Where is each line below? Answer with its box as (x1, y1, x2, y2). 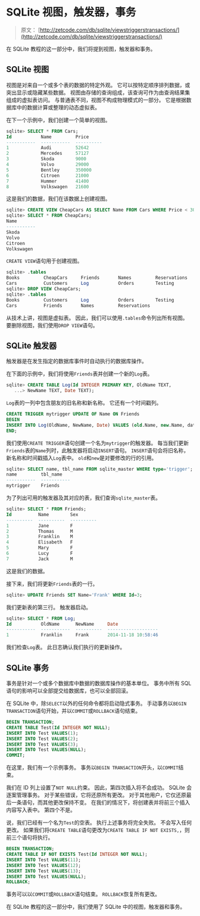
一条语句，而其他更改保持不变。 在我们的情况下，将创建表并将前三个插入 (11, 799, 190, 806)
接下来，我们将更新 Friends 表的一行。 (6, 580, 98, 587)
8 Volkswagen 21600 (6, 184, 89, 190)
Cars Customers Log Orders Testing (6, 281, 174, 287)
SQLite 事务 (6, 663, 49, 673)
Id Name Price (6, 133, 89, 140)
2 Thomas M (6, 528, 73, 534)
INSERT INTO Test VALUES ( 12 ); (6, 862, 82, 868)
